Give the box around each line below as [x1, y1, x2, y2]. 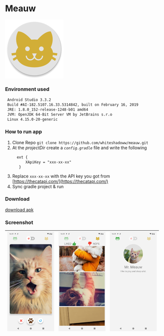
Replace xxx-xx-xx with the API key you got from [12, 173, 110, 179]
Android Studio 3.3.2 [7, 97, 51, 103]
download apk [5, 206, 34, 213]
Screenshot [5, 219, 33, 225]
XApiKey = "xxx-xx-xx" [25, 159, 72, 164]
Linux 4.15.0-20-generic [7, 117, 58, 122]
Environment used [5, 86, 50, 92]
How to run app [5, 128, 42, 135]
